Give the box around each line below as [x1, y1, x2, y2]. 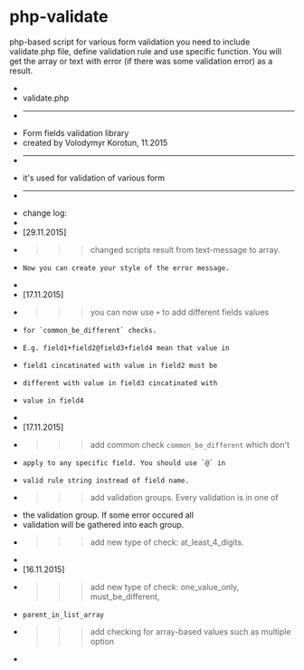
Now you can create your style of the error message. [22, 263, 230, 273]
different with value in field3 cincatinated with [22, 378, 218, 387]
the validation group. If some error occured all [22, 510, 195, 520]
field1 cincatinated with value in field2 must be [22, 361, 218, 370]
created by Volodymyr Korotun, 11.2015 [22, 137, 168, 148]
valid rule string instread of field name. [22, 476, 190, 485]
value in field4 [22, 396, 84, 405]
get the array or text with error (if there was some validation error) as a [9, 55, 273, 66]
